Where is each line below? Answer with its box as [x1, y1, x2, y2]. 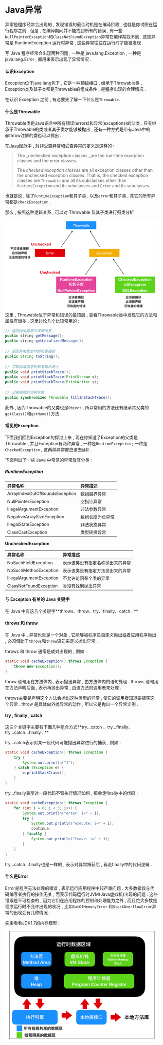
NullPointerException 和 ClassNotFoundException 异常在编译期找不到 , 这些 [5, 34, 152, 39]
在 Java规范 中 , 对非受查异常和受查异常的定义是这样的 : [5, 143, 115, 149]
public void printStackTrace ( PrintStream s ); [5, 375, 99, 379]
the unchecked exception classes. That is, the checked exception [17, 173, 148, 178]
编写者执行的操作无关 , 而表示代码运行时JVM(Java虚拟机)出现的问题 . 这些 [9, 891, 158, 897]
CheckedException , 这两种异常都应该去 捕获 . [5, 447, 92, 453]
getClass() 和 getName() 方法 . [5, 411, 62, 416]
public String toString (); [5, 354, 60, 359]
